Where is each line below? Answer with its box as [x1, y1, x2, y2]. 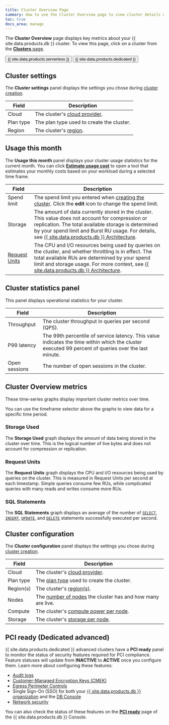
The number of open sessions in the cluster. [42, 362, 147, 369]
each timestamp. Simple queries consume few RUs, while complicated [5, 480, 151, 487]
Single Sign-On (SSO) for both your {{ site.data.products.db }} [12, 688, 141, 694]
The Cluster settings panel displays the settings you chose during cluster [5, 85, 158, 91]
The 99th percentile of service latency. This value [42, 332, 160, 339]
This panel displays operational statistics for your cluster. [5, 297, 124, 303]
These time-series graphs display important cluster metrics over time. [5, 396, 150, 402]
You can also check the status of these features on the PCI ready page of [5, 709, 158, 715]
